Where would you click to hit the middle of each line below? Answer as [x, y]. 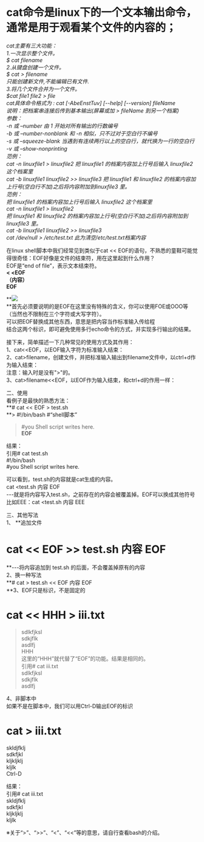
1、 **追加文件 [24, 522]
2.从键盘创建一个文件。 [36, 67]
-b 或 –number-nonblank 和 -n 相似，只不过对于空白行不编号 [82, 133]
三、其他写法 [22, 515]
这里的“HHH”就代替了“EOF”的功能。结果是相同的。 [85, 658]
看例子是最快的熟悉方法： [38, 400]
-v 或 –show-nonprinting [37, 148]
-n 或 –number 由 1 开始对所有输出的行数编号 [62, 126]
